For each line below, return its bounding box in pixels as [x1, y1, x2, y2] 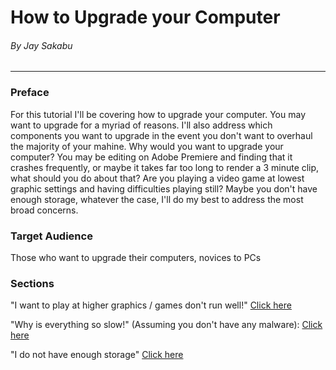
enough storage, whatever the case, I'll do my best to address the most [10, 193, 304, 205]
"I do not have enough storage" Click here [10, 349, 184, 361]
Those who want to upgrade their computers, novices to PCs [10, 251, 262, 263]
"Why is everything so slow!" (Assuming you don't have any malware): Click [10, 319, 323, 331]
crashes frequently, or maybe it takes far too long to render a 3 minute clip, [10, 161, 320, 173]
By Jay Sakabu [10, 39, 73, 51]
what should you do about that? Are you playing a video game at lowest [10, 172, 305, 184]
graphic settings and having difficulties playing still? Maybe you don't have [10, 182, 318, 195]
